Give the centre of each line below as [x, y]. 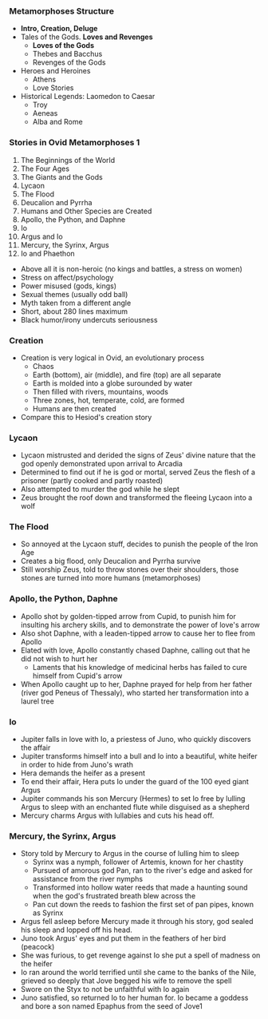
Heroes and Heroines [55, 71]
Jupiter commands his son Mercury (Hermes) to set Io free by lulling [133, 799]
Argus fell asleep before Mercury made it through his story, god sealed [137, 922]
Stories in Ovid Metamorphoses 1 [75, 143]
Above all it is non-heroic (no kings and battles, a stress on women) [131, 268]
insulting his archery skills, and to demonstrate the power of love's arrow [140, 624]
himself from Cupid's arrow [77, 676]
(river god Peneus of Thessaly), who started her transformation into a [135, 692]
